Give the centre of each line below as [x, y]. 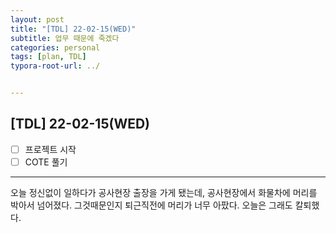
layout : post [37, 19]
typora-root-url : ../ [55, 66]
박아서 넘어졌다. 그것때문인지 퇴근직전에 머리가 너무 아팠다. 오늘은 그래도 [151, 205]
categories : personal [55, 47]
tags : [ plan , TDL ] [48, 57]
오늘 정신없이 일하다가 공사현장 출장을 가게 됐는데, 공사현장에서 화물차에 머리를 [164, 192]
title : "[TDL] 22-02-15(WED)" [73, 29]
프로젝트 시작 [50, 149]
